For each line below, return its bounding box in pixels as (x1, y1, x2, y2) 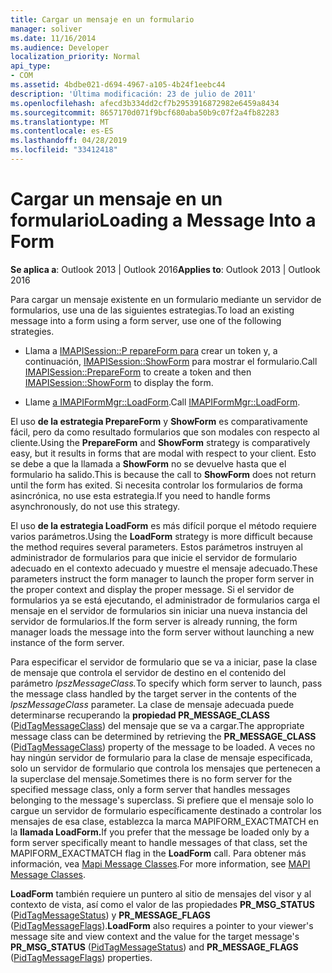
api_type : (10, 61, 52, 71)
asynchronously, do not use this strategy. (10, 500, 181, 512)
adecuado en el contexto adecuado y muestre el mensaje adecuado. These (10, 562, 318, 574)
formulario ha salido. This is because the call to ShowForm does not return (10, 468, 317, 480)
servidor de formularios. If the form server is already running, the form (10, 615, 298, 627)
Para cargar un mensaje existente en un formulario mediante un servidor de (10, 293, 322, 305)
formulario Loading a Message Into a (10, 209, 317, 232)
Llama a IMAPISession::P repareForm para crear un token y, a (24, 344, 278, 356)
